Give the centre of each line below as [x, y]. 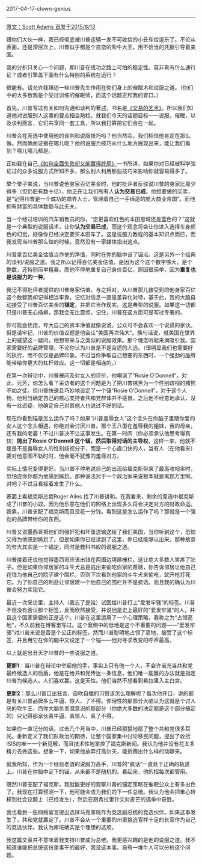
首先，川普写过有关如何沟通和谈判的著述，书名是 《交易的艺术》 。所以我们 [97, 108]
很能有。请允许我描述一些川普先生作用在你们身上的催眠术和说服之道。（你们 [100, 87]
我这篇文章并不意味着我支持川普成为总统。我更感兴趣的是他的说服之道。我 [98, 840]
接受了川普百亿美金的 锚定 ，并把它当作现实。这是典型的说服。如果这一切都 [103, 305]
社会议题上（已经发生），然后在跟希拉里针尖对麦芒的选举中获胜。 [97, 799]
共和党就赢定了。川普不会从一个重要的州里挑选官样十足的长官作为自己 [109, 820]
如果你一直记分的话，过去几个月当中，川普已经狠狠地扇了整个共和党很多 [96, 729]
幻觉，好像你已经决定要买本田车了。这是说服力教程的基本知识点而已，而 [106, 234]
